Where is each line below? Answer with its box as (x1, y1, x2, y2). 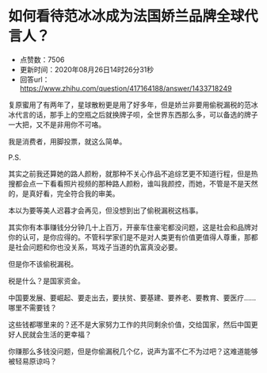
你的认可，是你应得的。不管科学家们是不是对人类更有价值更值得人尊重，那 (8, 232, 251, 242)
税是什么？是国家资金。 (8, 275, 85, 286)
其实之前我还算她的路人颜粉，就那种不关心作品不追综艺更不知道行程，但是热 (8, 168, 258, 179)
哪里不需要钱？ (8, 302, 57, 312)
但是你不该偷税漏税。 (8, 259, 78, 268)
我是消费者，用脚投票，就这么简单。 (8, 137, 127, 146)
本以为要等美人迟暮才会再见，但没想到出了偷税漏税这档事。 (8, 206, 203, 215)
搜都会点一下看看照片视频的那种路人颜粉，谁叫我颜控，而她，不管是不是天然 (8, 179, 258, 188)
